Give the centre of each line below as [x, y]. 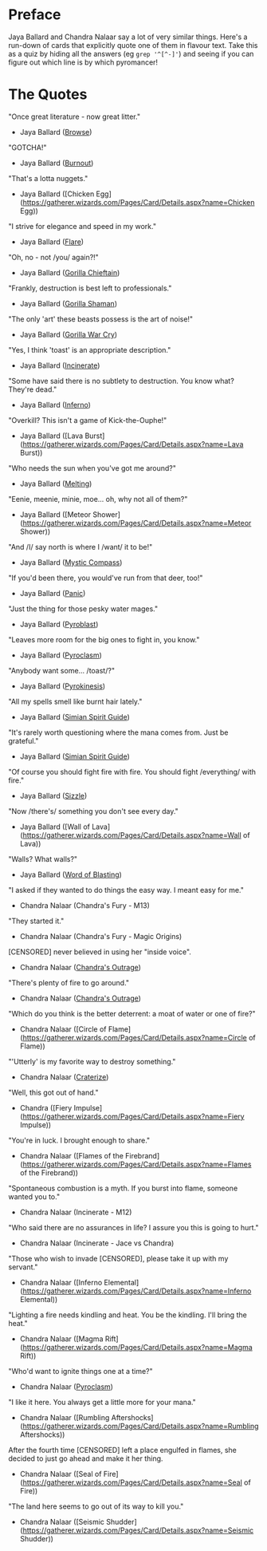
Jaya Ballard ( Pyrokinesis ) [63, 686]
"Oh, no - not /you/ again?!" [54, 257]
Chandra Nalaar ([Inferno [61, 1282]
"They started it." [36, 921]
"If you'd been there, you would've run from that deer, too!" [106, 578]
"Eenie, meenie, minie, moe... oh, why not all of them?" [98, 499]
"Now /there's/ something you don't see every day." [94, 811]
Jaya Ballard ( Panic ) [53, 593]
